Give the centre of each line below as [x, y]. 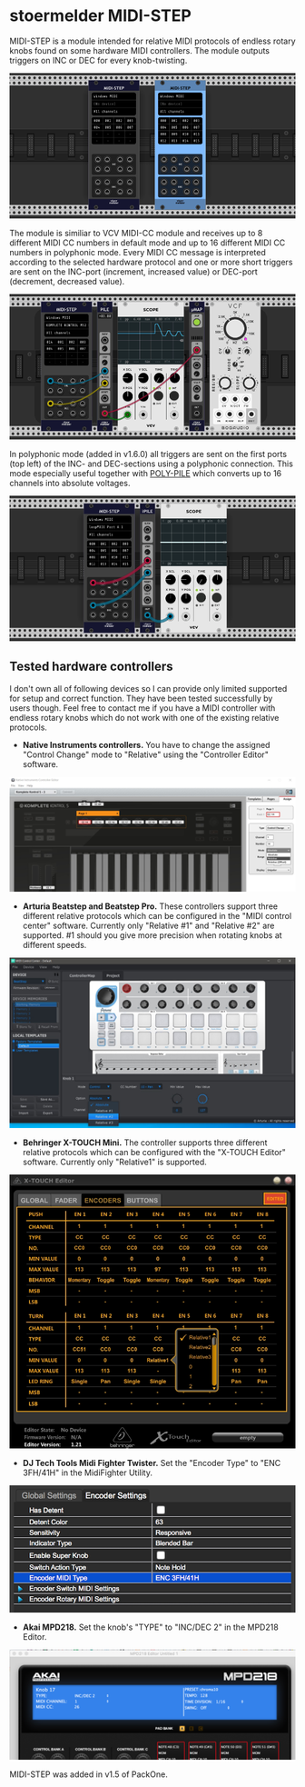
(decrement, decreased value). [67, 281]
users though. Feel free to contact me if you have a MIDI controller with [143, 708]
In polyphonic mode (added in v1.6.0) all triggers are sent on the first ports [148, 454]
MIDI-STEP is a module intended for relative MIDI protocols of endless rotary [152, 41]
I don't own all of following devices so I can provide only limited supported [148, 688]
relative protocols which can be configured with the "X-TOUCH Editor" [154, 1152]
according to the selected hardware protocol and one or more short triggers [151, 262]
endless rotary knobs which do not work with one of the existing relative [144, 717]
